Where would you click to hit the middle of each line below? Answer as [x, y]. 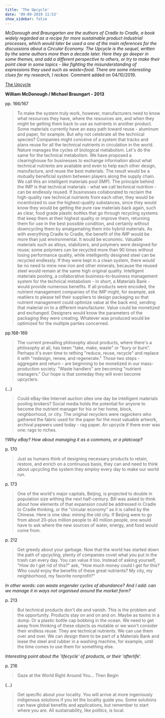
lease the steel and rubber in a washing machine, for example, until [85, 641]
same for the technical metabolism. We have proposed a [74, 155]
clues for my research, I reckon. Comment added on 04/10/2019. [71, 75]
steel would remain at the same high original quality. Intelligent [81, 271]
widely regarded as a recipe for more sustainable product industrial [74, 38]
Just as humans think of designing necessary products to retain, [82, 459]
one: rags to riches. [37, 430]
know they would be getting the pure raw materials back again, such [87, 208]
